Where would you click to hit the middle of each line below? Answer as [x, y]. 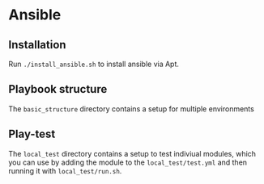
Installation [37, 45]
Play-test [32, 134]
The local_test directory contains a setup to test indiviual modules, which [132, 153]
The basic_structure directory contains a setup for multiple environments [132, 109]
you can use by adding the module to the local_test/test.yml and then [128, 162]
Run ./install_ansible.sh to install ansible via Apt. [94, 64]
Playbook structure [58, 89]
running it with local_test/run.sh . [65, 170]
